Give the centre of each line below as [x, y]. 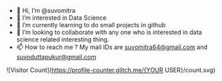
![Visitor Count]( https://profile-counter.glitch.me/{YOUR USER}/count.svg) [111, 70]
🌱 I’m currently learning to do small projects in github [91, 25]
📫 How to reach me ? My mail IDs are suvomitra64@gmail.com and [112, 47]
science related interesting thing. [63, 39]
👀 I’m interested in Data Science [61, 18]
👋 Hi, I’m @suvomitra [46, 11]
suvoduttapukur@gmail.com [56, 57]
